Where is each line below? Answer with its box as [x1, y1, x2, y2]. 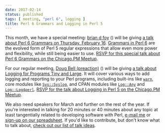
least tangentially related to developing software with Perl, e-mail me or [5, 112, 151, 118]
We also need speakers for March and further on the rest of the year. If [5, 101, 150, 107]
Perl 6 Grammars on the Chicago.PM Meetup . [5, 56, 98, 62]
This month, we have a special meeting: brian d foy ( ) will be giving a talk [5, 35, 154, 41]
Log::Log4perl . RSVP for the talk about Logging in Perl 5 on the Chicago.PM [5, 86, 160, 92]
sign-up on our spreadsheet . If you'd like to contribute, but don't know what [5, 117, 160, 123]
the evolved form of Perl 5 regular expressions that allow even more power [5, 45, 158, 51]
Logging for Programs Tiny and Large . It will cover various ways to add [5, 70, 150, 77]
